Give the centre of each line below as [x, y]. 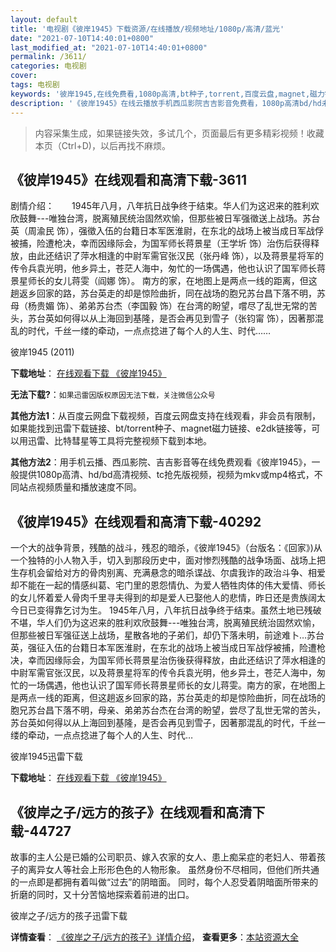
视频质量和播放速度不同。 [89, 487]
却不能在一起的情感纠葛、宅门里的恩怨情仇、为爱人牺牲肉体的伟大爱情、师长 [168, 585]
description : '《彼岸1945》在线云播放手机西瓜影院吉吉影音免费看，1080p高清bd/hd [166, 103]
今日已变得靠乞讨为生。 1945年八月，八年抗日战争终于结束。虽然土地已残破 [166, 610]
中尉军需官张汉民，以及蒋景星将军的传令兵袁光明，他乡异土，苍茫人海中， [163, 673]
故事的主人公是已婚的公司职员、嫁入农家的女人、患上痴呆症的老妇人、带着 [163, 857]
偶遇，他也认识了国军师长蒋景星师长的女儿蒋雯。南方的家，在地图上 [185, 685]
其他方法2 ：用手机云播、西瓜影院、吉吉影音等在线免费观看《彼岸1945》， [161, 462]
